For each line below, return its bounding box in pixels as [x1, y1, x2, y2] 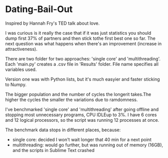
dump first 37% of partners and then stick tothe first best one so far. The [5, 35, 156, 41]
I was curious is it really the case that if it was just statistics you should [5, 30, 151, 36]
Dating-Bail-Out [5, 4, 73, 15]
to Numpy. [5, 82, 27, 88]
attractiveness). [5, 46, 38, 52]
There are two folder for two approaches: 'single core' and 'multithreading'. [5, 55, 161, 61]
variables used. [5, 66, 37, 72]
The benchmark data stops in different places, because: [5, 127, 121, 133]
